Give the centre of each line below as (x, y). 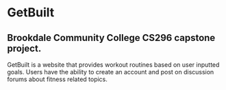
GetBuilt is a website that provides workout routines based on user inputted (113, 65)
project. (24, 48)
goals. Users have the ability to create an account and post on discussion (111, 72)
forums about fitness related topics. (58, 79)
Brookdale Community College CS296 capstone (111, 38)
